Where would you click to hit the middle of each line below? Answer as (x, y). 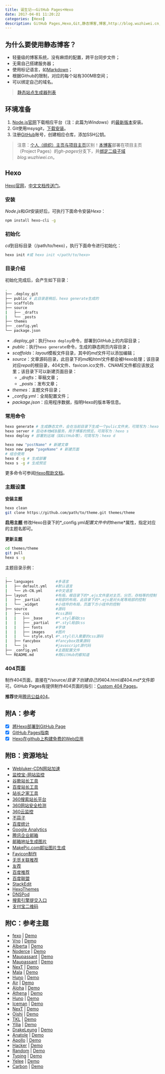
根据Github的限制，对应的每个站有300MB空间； (61, 76)
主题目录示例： (20, 568)
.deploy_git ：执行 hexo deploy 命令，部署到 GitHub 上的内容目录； (77, 341)
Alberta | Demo (27, 946)
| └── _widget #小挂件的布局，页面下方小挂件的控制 (63, 604)
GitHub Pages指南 (30, 732)
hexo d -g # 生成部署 (26, 458)
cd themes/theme (22, 549)
